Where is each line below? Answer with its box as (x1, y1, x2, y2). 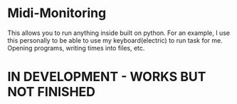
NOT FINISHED (7, 84, 96, 100)
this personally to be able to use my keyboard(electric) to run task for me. (7, 36, 223, 44)
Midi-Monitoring (7, 5, 107, 21)
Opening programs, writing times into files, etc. (7, 43, 145, 52)
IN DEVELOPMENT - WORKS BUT (7, 69, 206, 85)
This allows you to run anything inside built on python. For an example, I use (7, 28, 230, 37)
